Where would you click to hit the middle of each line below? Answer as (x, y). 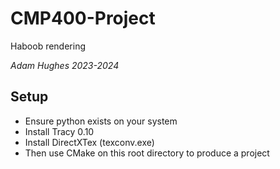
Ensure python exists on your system (101, 121)
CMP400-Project (83, 18)
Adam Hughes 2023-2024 (65, 65)
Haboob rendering (48, 46)
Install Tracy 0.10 (59, 131)
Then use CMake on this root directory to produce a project (147, 153)
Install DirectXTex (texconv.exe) (89, 142)
